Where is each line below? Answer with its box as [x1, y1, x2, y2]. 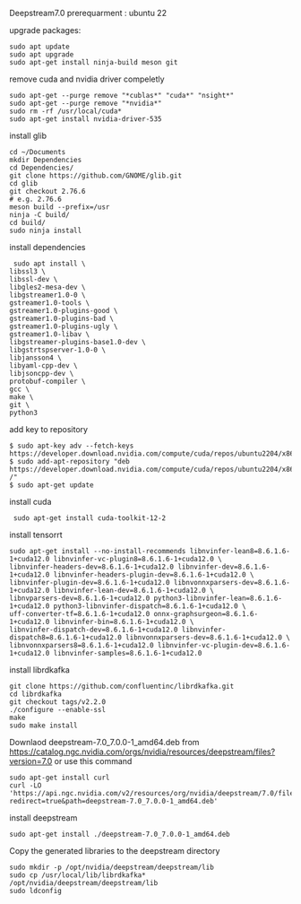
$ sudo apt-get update [9, 481, 94, 490]
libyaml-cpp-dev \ [9, 361, 78, 370]
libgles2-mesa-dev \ [9, 282, 87, 291]
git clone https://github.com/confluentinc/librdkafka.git [9, 682, 235, 691]
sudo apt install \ [13, 259, 87, 268]
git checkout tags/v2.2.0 [9, 698, 106, 707]
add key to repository [9, 424, 88, 434]
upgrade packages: [9, 25, 82, 35]
